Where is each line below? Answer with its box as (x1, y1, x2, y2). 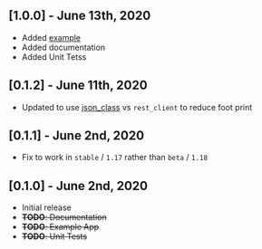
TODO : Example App (21, 222, 100, 233)
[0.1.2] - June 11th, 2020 (8, 78, 148, 93)
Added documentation (21, 42, 106, 53)
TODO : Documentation (21, 212, 107, 223)
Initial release (21, 202, 72, 213)
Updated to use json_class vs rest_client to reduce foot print (21, 101, 253, 112)
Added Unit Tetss (21, 51, 87, 62)
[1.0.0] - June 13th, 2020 (8, 8, 151, 24)
